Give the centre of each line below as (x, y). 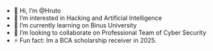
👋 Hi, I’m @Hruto (37, 11)
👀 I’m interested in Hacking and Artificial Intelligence (88, 18)
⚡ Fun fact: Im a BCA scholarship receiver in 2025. (85, 40)
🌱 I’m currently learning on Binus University (75, 25)
